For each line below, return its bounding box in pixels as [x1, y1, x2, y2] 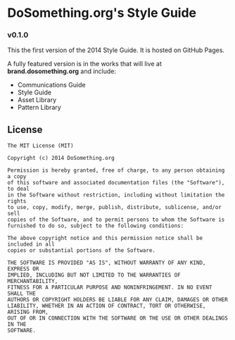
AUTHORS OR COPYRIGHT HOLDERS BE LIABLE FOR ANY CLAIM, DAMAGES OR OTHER [7, 296, 229, 303]
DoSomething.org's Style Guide [7, 5, 197, 21]
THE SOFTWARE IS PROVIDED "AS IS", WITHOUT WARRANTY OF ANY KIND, [7, 259, 206, 267]
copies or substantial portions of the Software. [7, 247, 156, 254]
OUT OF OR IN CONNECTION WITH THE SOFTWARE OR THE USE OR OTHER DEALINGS [7, 315, 229, 322]
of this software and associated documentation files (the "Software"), [7, 180, 225, 187]
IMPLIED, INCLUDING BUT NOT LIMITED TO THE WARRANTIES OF [7, 272, 181, 279]
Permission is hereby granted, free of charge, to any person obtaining [7, 167, 225, 174]
